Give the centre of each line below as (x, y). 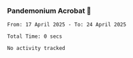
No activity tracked (36, 49)
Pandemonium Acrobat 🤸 (49, 11)
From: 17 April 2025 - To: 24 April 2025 (67, 25)
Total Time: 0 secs (35, 36)
